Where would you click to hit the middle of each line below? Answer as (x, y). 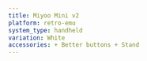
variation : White (37, 38)
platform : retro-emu (42, 23)
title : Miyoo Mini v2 (44, 15)
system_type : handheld (45, 30)
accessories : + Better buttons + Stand (74, 45)
